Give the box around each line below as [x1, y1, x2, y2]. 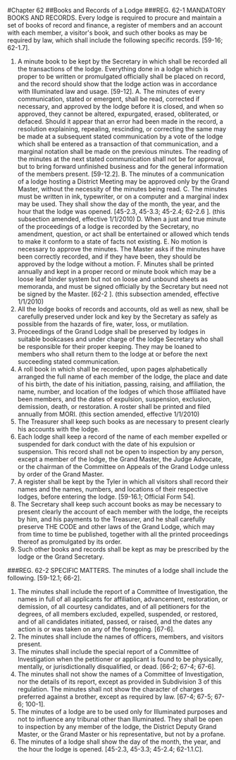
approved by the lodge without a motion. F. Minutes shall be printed [17, 260, 214, 268]
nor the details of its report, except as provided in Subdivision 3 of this [17, 677, 222, 686]
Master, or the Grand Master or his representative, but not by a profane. [17, 730, 225, 738]
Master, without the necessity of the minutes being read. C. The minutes [17, 185, 228, 193]
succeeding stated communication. [17, 357, 120, 366]
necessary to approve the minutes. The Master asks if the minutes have [17, 245, 225, 253]
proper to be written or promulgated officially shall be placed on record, [17, 72, 225, 81]
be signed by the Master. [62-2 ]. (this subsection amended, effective [17, 290, 220, 298]
